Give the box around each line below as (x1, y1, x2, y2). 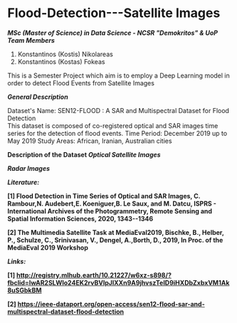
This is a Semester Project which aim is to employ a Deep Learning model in (7, 71, 230, 80)
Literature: (7, 178, 40, 186)
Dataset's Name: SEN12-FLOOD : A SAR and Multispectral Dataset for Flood (7, 106, 230, 115)
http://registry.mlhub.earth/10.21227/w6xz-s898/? (16, 270, 172, 279)
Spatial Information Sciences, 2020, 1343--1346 (7, 214, 154, 223)
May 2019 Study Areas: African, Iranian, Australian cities (7, 137, 172, 145)
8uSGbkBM (7, 286, 42, 295)
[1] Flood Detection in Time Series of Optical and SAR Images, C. (7, 191, 201, 200)
